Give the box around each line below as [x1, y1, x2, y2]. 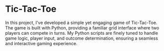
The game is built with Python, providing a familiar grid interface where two [5, 25, 160, 30]
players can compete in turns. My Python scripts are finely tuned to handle [5, 30, 158, 36]
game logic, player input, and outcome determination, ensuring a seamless [5, 35, 158, 41]
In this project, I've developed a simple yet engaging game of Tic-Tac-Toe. [5, 20, 158, 25]
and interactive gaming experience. [5, 40, 78, 46]
